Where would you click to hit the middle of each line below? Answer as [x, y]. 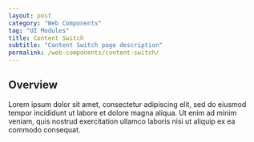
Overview [33, 85]
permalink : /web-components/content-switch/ [84, 53]
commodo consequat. [44, 129]
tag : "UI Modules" [39, 30]
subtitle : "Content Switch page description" [85, 45]
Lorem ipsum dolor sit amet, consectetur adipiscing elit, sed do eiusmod [127, 104]
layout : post [30, 16]
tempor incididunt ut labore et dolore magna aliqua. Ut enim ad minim [123, 112]
